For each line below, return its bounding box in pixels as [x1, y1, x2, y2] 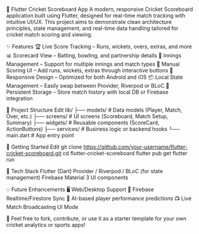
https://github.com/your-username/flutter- [83, 143, 188, 150]
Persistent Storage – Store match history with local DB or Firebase [6, 88, 169, 96]
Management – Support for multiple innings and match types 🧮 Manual [6, 60, 180, 67]
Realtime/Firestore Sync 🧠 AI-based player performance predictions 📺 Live [6, 195, 192, 202]
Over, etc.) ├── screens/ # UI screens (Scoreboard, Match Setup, [6, 113, 169, 119]
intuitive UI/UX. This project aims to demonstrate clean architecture [6, 19, 172, 25]
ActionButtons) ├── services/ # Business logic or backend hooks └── [6, 125, 180, 133]
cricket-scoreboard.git [6, 150, 62, 156]
